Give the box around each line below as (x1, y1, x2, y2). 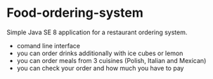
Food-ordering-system (6, 5, 143, 21)
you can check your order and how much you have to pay (16, 64, 184, 72)
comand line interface (16, 41, 80, 50)
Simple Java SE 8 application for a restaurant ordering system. (6, 28, 188, 36)
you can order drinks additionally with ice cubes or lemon (16, 49, 183, 57)
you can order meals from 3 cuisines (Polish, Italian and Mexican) (16, 56, 207, 64)
